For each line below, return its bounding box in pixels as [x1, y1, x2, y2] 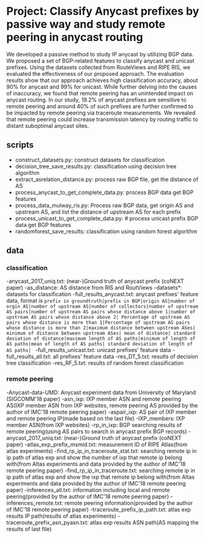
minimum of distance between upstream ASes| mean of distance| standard [6, 331, 196, 337]
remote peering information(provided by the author [64, 499, 193, 506]
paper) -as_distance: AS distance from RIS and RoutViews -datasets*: [6, 284, 182, 291]
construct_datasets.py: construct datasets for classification [15, 156, 165, 163]
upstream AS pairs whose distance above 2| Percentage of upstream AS [6, 314, 190, 321]
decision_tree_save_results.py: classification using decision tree [15, 162, 177, 170]
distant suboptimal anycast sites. [6, 122, 89, 129]
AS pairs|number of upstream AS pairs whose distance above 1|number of [6, 309, 196, 315]
